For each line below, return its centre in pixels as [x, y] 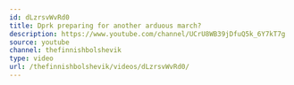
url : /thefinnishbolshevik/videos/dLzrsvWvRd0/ [100, 67]
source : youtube [39, 42]
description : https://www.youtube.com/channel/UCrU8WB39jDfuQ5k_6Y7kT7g [147, 34]
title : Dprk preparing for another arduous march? [105, 26]
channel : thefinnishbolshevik [66, 50]
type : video [31, 58]
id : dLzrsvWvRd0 [39, 17]
